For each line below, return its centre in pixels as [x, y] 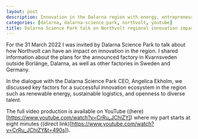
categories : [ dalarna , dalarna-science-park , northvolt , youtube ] [89, 22]
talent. [14, 100]
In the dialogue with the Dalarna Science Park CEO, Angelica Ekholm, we [94, 81]
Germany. [18, 70]
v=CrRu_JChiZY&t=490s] [37, 130]
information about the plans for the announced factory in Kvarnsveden [92, 57]
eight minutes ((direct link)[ [39, 124]
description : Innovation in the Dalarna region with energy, [83, 17]
